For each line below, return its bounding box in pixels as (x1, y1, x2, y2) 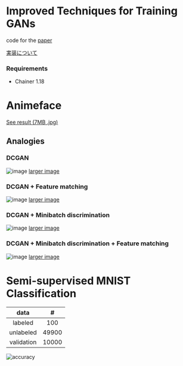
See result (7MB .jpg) (6, 118, 58, 126)
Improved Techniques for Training (6, 4, 178, 18)
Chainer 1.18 (14, 78, 45, 85)
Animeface (6, 99, 62, 112)
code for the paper (6, 36, 52, 44)
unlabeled (9, 328, 37, 336)
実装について (6, 49, 38, 56)
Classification (6, 286, 76, 300)
